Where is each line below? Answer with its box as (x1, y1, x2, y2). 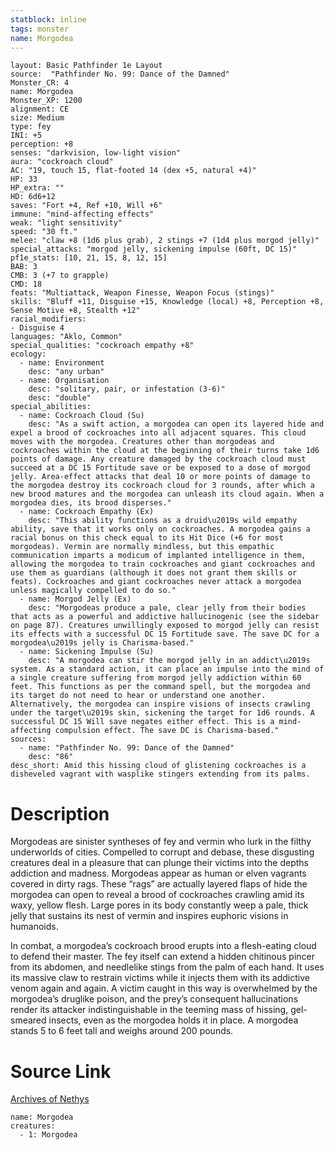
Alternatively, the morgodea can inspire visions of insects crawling (10, 699, 311, 710)
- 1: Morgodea (19, 1130, 78, 1140)
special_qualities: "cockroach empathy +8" (10, 341, 195, 351)
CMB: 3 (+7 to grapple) (10, 271, 110, 281)
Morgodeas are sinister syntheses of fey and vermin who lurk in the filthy (10, 836, 312, 848)
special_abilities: (10, 402, 92, 412)
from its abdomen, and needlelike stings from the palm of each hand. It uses (10, 961, 325, 973)
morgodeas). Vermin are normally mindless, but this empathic (10, 542, 275, 552)
